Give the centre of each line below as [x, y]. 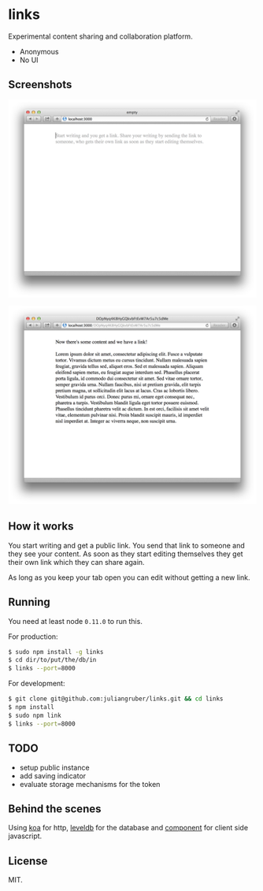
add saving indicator [53, 776]
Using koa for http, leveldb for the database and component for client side [128, 828]
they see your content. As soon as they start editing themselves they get [126, 554]
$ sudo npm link [35, 715]
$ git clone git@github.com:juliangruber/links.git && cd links [116, 699]
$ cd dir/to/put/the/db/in [52, 660]
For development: [37, 684]
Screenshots [40, 85]
